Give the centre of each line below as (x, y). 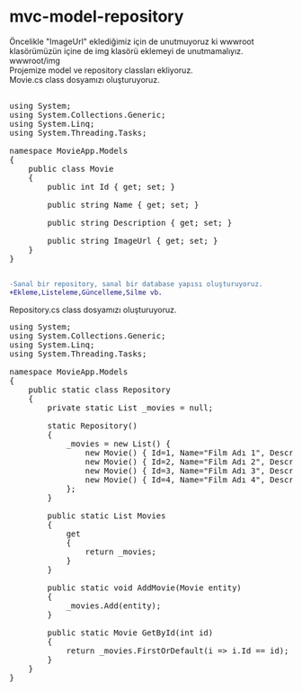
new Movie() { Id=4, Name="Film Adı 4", (175, 480)
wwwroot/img (35, 60)
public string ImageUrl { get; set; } (133, 241)
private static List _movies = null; (130, 408)
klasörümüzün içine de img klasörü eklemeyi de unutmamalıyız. (127, 50)
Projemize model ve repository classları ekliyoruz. (101, 70)
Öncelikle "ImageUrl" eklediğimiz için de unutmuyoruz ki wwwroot (132, 41)
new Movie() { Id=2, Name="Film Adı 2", (175, 462)
